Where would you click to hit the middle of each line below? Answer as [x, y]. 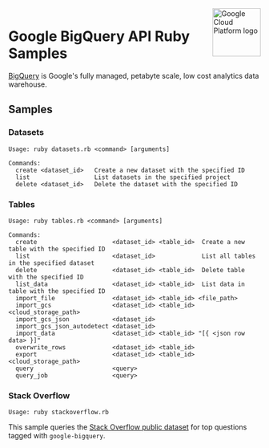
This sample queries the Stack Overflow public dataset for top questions [128, 427]
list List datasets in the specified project [123, 177]
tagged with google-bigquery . [57, 436]
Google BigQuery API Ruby [99, 37]
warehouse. [28, 84]
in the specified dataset [51, 263]
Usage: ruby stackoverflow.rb [59, 413]
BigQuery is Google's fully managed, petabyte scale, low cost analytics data [134, 75]
